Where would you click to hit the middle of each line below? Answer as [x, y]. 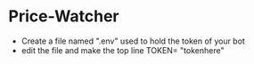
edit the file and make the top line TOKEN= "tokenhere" [123, 50]
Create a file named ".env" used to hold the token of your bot [133, 41]
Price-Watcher [64, 16]
